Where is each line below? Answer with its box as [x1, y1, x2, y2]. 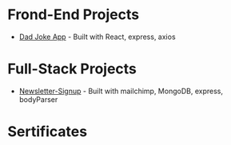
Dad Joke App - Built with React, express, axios [18, 32, 177, 41]
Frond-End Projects [7, 6, 140, 24]
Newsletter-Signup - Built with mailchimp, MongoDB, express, [18, 86, 223, 96]
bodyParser [18, 94, 58, 104]
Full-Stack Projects [7, 60, 137, 78]
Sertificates [7, 123, 88, 141]
